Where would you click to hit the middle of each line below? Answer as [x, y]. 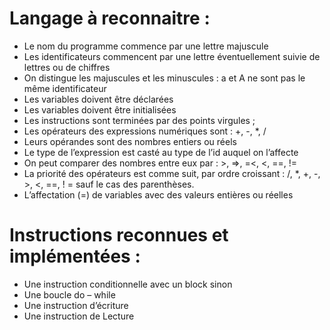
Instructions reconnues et [119, 235]
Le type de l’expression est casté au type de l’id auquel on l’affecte [161, 152]
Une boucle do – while [69, 294]
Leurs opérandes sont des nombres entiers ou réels [130, 141]
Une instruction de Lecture [79, 316]
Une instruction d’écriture [76, 305]
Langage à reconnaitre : [110, 18]
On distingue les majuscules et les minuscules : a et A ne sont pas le [164, 78]
